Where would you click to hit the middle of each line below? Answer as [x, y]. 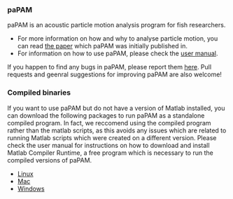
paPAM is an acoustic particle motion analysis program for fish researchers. [116, 25]
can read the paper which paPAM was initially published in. [102, 46]
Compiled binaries [39, 92]
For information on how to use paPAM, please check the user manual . [118, 53]
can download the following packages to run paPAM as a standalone [106, 115]
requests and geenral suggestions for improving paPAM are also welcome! [115, 74]
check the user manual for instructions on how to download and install [108, 145]
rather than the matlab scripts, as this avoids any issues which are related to [117, 130]
